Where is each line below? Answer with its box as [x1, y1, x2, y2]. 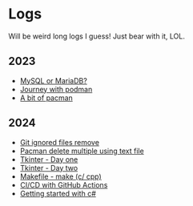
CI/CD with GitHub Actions [19, 180, 108, 189]
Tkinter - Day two [19, 163, 78, 172]
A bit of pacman [19, 93, 74, 103]
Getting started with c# [19, 188, 96, 198]
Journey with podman [19, 84, 93, 94]
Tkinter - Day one [19, 154, 78, 164]
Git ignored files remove [19, 137, 100, 147]
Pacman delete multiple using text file [19, 146, 144, 156]
